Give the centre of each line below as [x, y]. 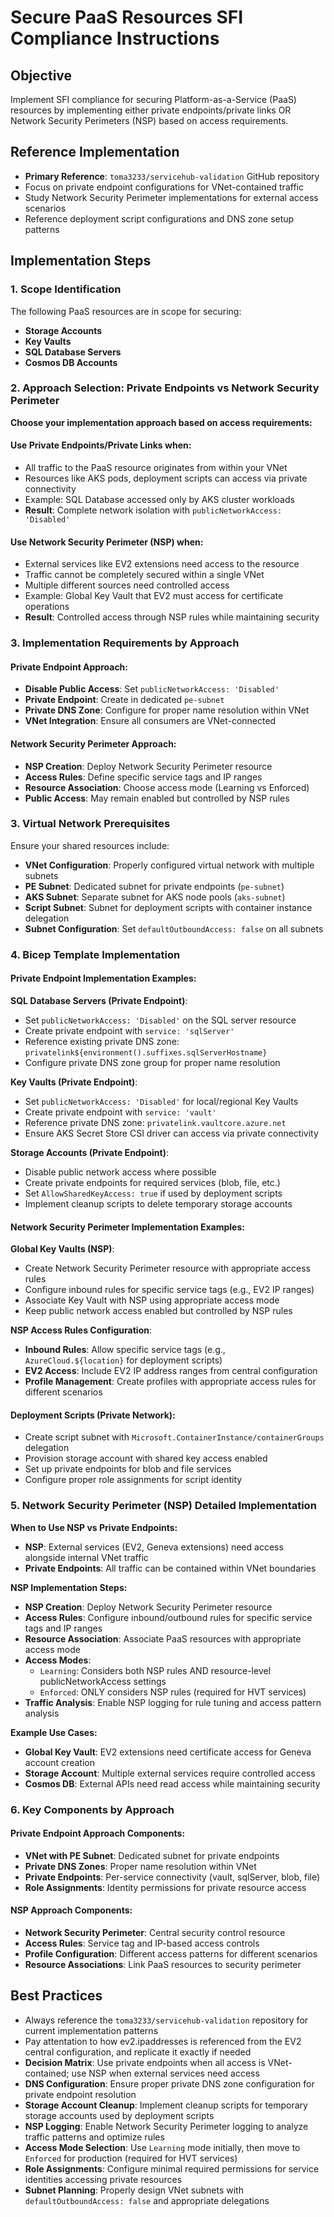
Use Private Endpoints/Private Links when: [101, 445]
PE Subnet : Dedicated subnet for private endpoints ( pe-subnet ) [154, 886]
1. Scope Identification [66, 289]
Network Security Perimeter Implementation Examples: [127, 1227]
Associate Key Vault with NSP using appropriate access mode [152, 1300]
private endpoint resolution [80, 2094]
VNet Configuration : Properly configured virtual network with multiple [169, 865]
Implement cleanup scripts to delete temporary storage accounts [158, 1203]
